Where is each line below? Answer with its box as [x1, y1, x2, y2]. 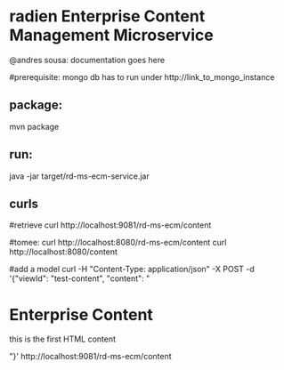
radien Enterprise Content [9, 6, 206, 27]
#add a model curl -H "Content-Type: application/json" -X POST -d [9, 264, 256, 275]
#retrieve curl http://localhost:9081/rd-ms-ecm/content [9, 220, 212, 230]
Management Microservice [9, 25, 214, 45]
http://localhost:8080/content [9, 246, 118, 257]
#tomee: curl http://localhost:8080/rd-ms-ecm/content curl [9, 237, 227, 248]
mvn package [9, 121, 60, 132]
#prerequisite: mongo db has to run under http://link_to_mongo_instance [9, 71, 275, 82]
